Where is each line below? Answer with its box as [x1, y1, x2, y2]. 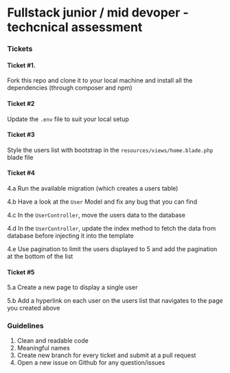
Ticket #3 [7, 131, 36, 139]
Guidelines [7, 321, 44, 331]
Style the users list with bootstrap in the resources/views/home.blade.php [7, 146, 214, 154]
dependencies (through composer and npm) [7, 84, 133, 92]
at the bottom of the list [7, 252, 73, 260]
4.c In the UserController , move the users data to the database [7, 211, 185, 219]
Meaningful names [16, 344, 70, 352]
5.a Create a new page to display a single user [7, 284, 138, 292]
